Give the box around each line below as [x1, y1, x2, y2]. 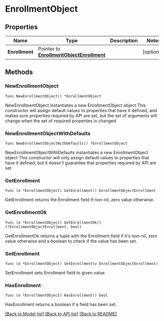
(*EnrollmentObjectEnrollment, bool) [5, 224, 82, 229]
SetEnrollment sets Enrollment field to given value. [5, 269, 106, 276]
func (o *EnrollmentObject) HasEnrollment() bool [5, 293, 108, 298]
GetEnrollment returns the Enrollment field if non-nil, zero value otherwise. [5, 197, 155, 203]
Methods [5, 68, 33, 76]
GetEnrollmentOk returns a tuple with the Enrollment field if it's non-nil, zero [5, 233, 158, 239]
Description [110, 38, 138, 44]
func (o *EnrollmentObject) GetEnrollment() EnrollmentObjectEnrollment [5, 189, 156, 193]
